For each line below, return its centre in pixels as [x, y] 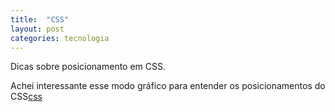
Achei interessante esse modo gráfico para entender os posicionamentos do [168, 86]
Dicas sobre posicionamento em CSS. [88, 67]
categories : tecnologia [60, 38]
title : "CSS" [40, 19]
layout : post [37, 29]
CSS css [26, 97]
